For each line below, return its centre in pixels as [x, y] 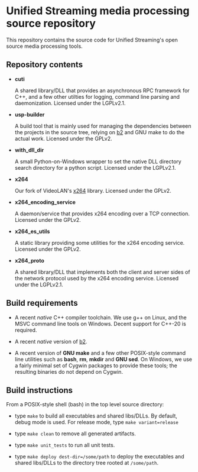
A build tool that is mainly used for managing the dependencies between [103, 126]
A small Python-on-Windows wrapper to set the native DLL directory [98, 161]
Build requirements [42, 303]
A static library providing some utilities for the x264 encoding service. [100, 243]
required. [26, 330]
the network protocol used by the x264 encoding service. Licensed [97, 278]
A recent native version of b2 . [51, 341]
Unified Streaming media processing [98, 11]
